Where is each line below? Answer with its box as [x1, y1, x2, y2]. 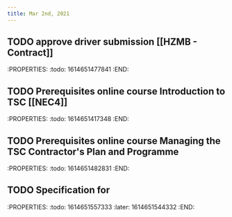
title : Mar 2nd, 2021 [7, 10, 70, 17]
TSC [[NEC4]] [7, 96, 68, 108]
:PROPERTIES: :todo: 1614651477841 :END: [7, 65, 129, 74]
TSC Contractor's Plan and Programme [7, 145, 179, 157]
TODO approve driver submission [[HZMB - [7, 36, 198, 48]
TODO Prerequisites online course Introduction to [7, 85, 226, 97]
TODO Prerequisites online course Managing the [7, 135, 221, 147]
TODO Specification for [7, 184, 110, 196]
